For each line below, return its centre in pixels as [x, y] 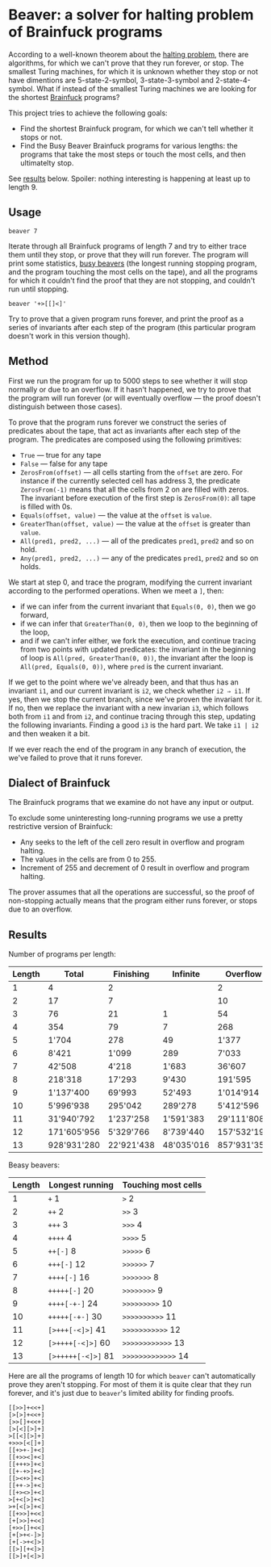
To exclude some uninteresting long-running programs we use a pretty [126, 818]
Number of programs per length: [63, 954]
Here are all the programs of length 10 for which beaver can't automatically [132, 1376]
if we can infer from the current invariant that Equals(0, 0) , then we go [138, 606]
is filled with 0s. [46, 506]
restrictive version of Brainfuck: [60, 827]
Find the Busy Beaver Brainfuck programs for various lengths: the [129, 145]
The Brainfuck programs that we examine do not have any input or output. [131, 802]
